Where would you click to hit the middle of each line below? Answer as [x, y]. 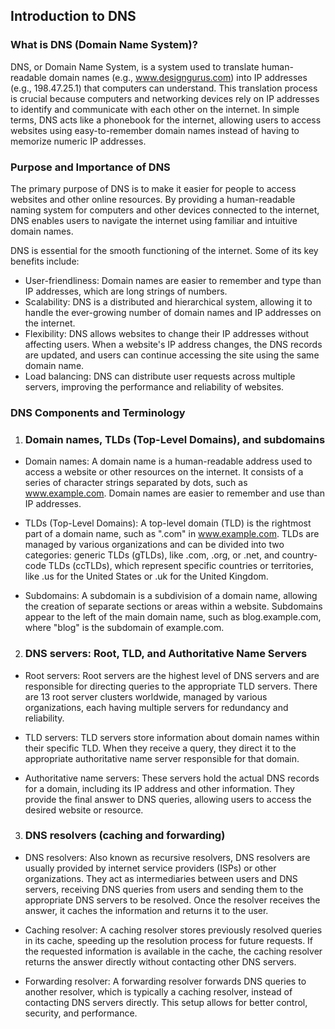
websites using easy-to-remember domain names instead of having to [155, 130]
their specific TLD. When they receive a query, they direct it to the [160, 748]
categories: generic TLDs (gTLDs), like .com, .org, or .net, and [152, 555]
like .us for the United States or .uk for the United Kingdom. [146, 576]
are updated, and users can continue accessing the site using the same [172, 355]
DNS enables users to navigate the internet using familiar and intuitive [154, 220]
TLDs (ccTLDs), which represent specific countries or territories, [181, 566]
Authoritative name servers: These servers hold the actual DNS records [172, 778]
